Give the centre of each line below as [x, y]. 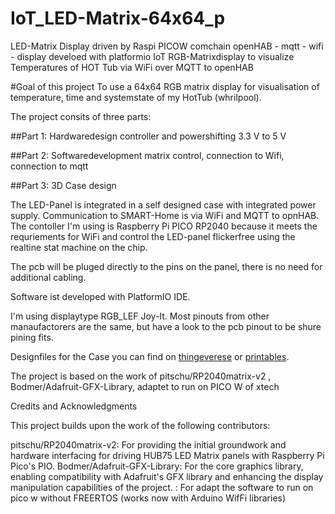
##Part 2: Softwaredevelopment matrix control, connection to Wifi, [147, 155]
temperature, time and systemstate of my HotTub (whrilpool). [136, 97]
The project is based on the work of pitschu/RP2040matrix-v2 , [141, 376]
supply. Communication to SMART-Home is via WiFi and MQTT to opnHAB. [165, 215]
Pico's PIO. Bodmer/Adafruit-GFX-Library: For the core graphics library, [157, 466]
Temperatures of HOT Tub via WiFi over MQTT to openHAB [132, 67]
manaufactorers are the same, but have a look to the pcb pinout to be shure [166, 326]
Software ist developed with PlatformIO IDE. [100, 296]
